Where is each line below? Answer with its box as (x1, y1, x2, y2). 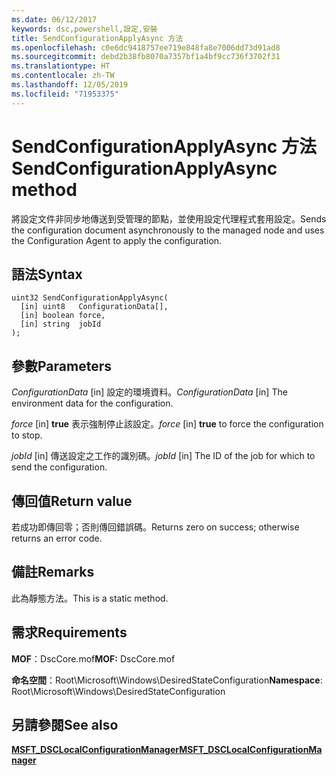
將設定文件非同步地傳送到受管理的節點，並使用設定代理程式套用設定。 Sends (11, 212, 327, 225)
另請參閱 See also (11, 717, 119, 734)
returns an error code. (11, 532, 103, 544)
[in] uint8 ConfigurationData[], (20, 302, 169, 312)
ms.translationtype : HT (11, 61, 111, 71)
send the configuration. (11, 461, 108, 473)
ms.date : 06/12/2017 (11, 14, 98, 25)
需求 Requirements (11, 624, 128, 641)
